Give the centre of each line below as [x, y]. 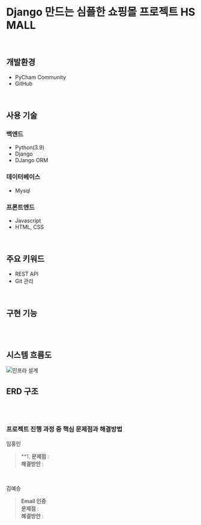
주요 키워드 [25, 259]
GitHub [24, 83]
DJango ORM [31, 160]
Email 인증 [33, 501]
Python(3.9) [30, 148]
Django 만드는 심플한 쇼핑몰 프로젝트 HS [101, 12]
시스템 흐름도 [29, 355]
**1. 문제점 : [35, 456]
